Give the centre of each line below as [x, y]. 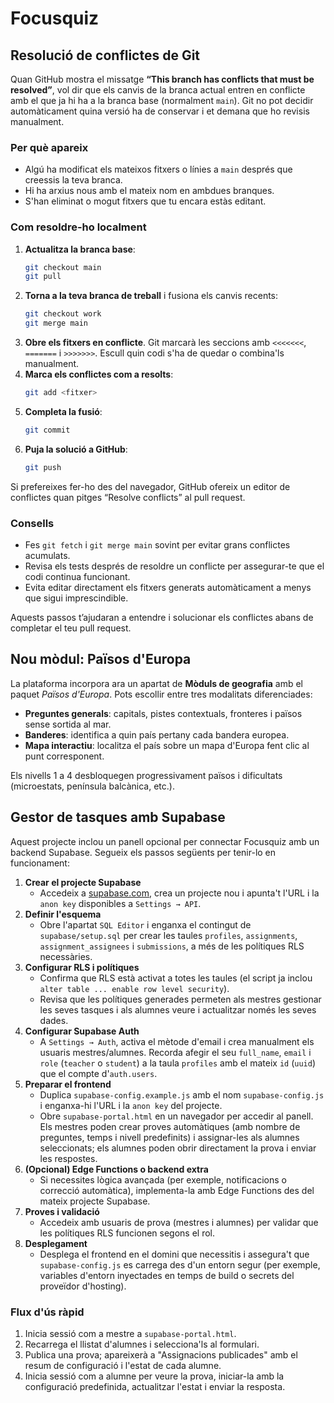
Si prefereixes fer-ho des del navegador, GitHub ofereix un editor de [150, 486]
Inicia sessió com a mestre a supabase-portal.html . [130, 1333]
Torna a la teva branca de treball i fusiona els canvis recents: [151, 296]
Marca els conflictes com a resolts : [99, 374]
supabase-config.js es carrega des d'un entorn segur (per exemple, [180, 1264]
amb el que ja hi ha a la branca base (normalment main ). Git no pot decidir [162, 100]
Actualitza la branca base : [80, 249]
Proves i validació [62, 1211]
